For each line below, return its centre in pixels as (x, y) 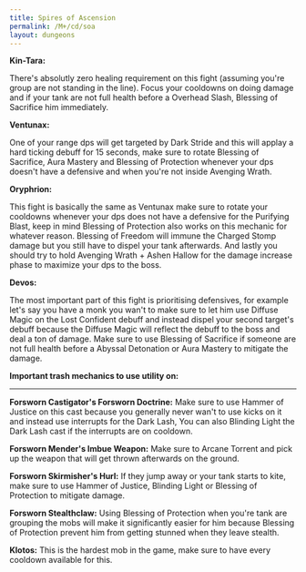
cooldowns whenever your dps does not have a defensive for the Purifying (149, 217)
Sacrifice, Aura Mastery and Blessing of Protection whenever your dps (142, 162)
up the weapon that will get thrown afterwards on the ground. (124, 459)
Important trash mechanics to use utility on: (94, 376)
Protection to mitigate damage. (67, 495)
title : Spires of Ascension (63, 18)
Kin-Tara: (27, 61)
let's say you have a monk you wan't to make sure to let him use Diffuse (144, 310)
